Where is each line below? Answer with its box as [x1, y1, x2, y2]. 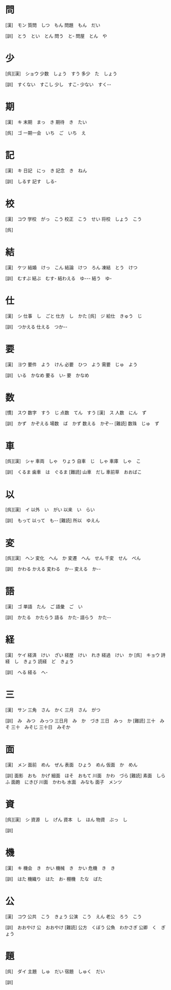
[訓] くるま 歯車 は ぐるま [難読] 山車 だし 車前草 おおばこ [5, 469, 142, 475]
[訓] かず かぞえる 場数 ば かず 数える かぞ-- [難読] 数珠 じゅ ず [5, 420, 160, 427]
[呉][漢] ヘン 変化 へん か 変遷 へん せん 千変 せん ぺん [5, 555, 141, 561]
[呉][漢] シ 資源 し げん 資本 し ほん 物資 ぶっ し [5, 816, 128, 823]
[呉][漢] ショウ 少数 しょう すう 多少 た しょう [5, 70, 117, 77]
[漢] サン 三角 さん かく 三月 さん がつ [5, 707, 101, 713]
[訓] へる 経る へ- [5, 669, 48, 676]
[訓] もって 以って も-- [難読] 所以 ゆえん [5, 517, 100, 524]
